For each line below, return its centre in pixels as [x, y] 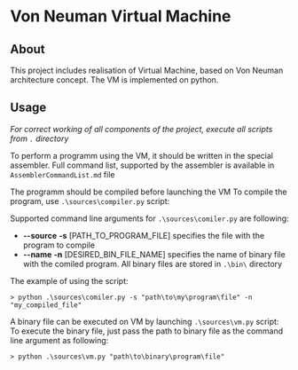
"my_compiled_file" [46, 305]
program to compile [59, 245]
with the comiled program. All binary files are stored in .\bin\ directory [153, 264]
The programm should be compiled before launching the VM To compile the [149, 192]
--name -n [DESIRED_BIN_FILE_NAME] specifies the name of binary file [154, 254]
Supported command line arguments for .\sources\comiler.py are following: [149, 218]
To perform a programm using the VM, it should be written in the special [142, 155]
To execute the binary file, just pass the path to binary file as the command [147, 331]
